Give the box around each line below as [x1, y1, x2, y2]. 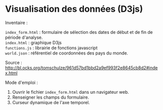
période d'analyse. [5, 34, 43, 40]
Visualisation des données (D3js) [5, 3, 143, 15]
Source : [5, 59, 22, 65]
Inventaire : [5, 20, 28, 26]
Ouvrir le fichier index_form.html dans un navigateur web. [12, 89, 129, 95]
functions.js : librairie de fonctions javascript [5, 45, 98, 51]
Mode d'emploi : [5, 80, 38, 85]
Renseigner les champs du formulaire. [12, 94, 89, 100]
